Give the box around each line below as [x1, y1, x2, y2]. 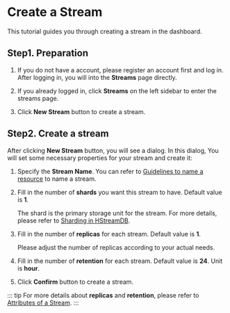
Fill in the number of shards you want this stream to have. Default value [17, 188, 222, 196]
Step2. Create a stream [7, 128, 109, 140]
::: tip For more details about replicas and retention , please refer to [7, 291, 199, 299]
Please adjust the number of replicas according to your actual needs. [17, 243, 215, 251]
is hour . [17, 264, 40, 272]
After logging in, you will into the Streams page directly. [17, 73, 177, 81]
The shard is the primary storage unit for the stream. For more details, [17, 209, 217, 217]
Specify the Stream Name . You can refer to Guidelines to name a [17, 167, 204, 175]
